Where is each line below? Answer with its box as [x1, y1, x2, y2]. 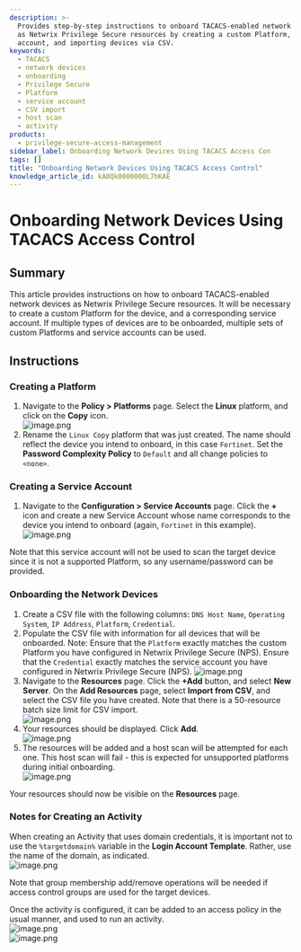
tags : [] [9, 154, 42, 164]
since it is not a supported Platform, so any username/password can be [9, 556, 274, 567]
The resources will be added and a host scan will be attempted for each [22, 742, 288, 753]
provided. [9, 566, 45, 577]
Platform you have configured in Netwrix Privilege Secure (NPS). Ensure [22, 647, 289, 657]
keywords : [9, 47, 47, 56]
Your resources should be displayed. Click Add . [22, 723, 199, 734]
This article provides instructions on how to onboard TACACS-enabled [9, 289, 270, 300]
